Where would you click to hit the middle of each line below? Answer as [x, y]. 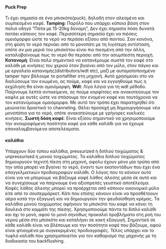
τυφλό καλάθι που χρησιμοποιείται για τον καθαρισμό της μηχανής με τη [81, 236]
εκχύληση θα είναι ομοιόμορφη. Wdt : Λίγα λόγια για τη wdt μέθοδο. [76, 86]
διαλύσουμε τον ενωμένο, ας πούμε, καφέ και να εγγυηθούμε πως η [76, 82]
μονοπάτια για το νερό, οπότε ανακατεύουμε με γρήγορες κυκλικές [75, 113]
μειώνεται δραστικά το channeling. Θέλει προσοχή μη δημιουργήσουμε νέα [83, 108]
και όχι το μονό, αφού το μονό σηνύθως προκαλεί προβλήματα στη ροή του [83, 215]
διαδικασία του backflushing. [35, 241]
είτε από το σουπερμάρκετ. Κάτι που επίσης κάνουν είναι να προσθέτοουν [82, 193]
